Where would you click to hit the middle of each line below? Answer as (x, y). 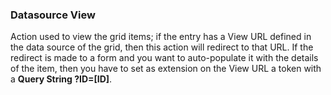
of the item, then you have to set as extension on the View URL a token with (166, 69)
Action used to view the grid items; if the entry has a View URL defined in (161, 37)
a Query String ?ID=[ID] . (61, 79)
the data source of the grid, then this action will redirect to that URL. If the (162, 47)
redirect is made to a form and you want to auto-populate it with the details (164, 58)
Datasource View (53, 15)
